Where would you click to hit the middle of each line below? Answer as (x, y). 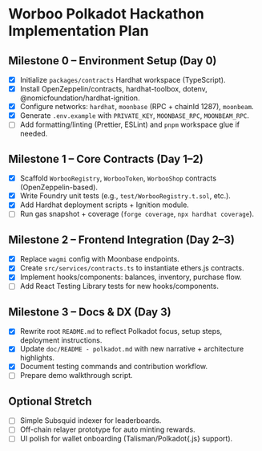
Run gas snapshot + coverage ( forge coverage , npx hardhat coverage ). (137, 214)
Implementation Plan (79, 31)
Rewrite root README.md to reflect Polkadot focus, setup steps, (121, 331)
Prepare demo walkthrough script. (77, 376)
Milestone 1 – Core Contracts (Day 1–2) (106, 158)
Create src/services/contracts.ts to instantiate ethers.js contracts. (132, 268)
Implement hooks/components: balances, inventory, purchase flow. (131, 277)
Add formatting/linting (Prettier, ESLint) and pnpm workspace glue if (130, 124)
